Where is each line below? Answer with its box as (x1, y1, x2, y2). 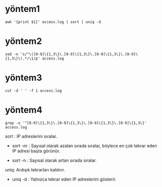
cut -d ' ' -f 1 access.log (5, 88, 62, 93)
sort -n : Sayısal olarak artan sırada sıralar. (12, 157, 97, 163)
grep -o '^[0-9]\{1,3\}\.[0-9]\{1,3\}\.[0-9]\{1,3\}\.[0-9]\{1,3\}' (5, 120, 147, 125)
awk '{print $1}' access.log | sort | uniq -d (5, 19, 101, 24)
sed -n (5, 52, 18, 56)
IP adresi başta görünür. (12, 148, 60, 154)
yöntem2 (5, 36, 42, 47)
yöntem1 (5, 3, 40, 15)
